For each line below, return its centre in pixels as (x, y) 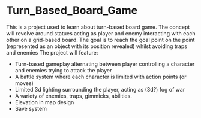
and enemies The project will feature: (52, 52)
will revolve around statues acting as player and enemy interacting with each (101, 33)
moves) (24, 83)
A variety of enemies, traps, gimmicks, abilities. (73, 96)
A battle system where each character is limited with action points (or (100, 77)
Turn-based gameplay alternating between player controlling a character (105, 64)
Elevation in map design (44, 102)
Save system (31, 108)
